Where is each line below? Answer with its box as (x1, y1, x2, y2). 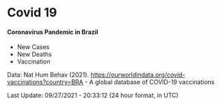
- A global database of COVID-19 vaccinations (84, 78, 215, 86)
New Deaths (16, 50, 53, 59)
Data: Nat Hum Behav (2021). (7, 70, 90, 79)
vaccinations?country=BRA (7, 78, 83, 86)
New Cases (16, 43, 50, 51)
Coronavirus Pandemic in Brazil (7, 27, 99, 36)
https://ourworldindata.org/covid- (90, 70, 185, 79)
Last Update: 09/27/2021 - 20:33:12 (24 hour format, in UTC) (7, 91, 179, 100)
